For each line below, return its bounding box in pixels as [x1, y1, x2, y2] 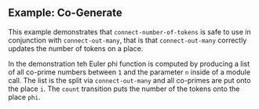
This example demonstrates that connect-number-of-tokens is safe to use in [8, 27, 251, 36]
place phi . [8, 92, 41, 101]
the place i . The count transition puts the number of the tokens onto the [8, 84, 240, 93]
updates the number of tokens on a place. [8, 43, 144, 53]
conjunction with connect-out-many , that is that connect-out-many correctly [8, 35, 247, 45]
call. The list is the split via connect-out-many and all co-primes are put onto [8, 75, 251, 85]
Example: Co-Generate [8, 6, 123, 20]
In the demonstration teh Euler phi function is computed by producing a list [8, 59, 250, 68]
